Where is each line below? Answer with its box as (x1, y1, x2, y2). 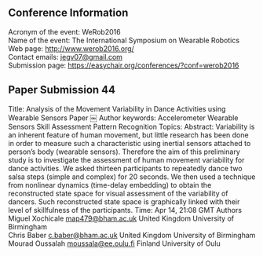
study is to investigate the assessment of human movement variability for (8, 155, 245, 164)
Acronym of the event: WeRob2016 (8, 27, 121, 36)
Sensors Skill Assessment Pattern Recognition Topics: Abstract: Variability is (8, 122, 255, 131)
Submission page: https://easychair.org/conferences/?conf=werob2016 (8, 60, 239, 70)
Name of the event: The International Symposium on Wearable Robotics (8, 35, 240, 45)
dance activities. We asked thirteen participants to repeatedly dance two (8, 163, 243, 173)
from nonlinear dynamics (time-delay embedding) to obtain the (8, 180, 212, 189)
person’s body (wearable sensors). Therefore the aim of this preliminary (8, 147, 241, 156)
